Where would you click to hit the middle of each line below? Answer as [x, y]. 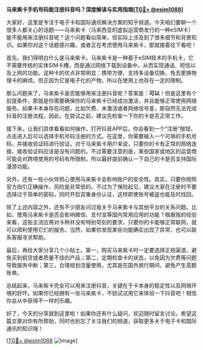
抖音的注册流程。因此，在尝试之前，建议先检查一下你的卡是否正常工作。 [96, 116]
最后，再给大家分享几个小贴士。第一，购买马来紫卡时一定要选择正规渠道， [99, 250]
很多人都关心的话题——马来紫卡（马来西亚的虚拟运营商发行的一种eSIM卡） [100, 30]
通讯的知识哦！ [25, 329]
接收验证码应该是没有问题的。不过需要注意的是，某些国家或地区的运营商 [107, 151]
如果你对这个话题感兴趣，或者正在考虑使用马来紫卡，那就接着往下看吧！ [107, 45]
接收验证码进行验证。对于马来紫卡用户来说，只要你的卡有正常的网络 [107, 144]
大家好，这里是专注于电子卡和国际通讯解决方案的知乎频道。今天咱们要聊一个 [101, 22]
